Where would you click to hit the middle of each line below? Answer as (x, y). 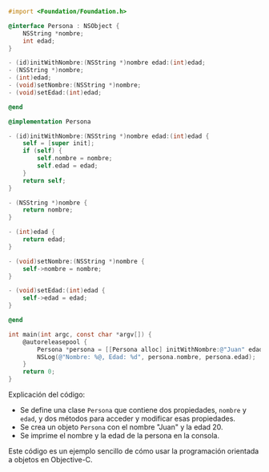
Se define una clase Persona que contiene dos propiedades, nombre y (133, 410)
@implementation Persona (50, 121)
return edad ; (44, 240)
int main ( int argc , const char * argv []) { (80, 334)
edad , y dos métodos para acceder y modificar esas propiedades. (128, 418)
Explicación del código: (47, 394)
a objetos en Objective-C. (51, 460)
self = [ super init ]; (58, 143)
